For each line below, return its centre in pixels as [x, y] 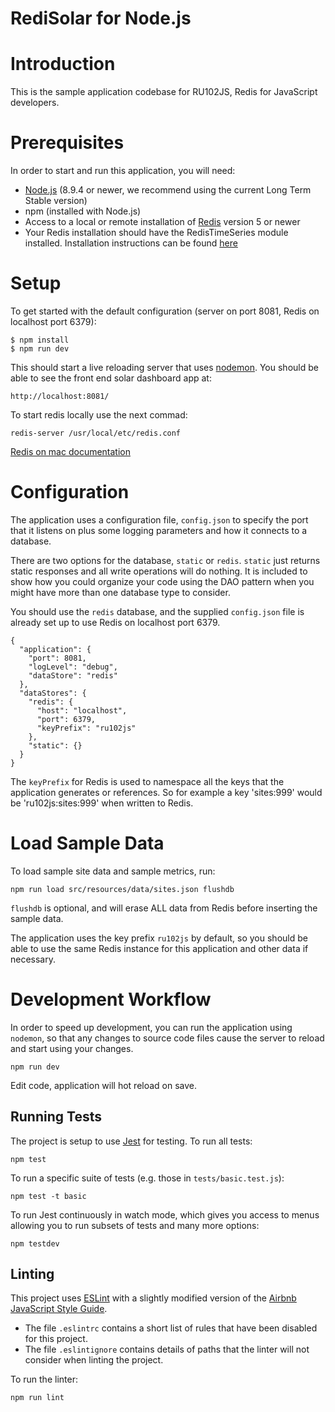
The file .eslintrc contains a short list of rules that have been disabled [171, 1328]
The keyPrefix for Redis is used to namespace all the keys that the [147, 781]
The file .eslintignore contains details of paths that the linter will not [167, 1349]
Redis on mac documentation [71, 451]
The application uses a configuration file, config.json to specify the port [159, 519]
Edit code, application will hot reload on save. [104, 1085]
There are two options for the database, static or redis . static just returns [165, 560]
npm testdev [35, 1243]
